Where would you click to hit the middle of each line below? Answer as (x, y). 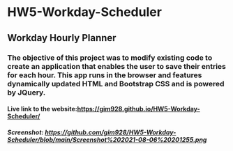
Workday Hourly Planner (62, 38)
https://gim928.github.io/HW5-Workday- (138, 109)
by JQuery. (27, 93)
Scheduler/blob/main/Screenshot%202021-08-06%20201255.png (107, 139)
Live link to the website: (43, 109)
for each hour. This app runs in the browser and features (105, 75)
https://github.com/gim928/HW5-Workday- (111, 132)
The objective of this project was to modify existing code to (110, 58)
